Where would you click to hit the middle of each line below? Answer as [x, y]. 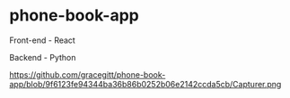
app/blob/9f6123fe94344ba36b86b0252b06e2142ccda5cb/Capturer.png [145, 84]
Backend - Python [43, 57]
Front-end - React [43, 40]
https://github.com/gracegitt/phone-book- [88, 74]
